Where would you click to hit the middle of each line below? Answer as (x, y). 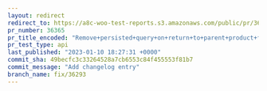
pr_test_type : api (38, 45)
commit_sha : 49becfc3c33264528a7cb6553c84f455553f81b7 (100, 60)
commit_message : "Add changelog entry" (74, 67)
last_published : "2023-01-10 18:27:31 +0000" (84, 52)
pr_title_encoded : (38, 38)
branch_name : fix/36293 (47, 74)
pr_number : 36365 (36, 30)
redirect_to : (29, 23)
